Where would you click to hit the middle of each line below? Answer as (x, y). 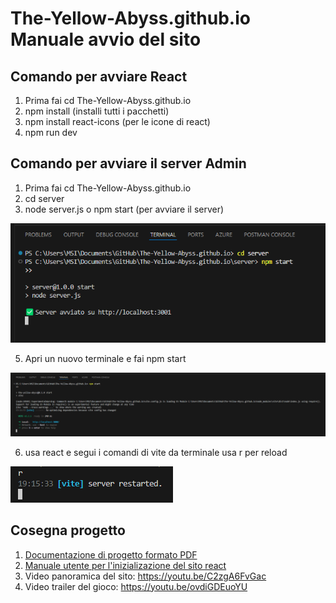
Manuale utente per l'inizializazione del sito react (125, 565)
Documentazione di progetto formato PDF (111, 554)
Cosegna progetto (68, 530)
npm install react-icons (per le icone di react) (117, 121)
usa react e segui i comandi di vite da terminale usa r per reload (156, 452)
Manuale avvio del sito (106, 39)
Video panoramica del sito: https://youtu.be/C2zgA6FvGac (145, 576)
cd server (44, 198)
